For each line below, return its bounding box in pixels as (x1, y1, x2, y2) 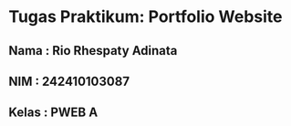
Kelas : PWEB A (8, 105, 99, 121)
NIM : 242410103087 (8, 73, 130, 89)
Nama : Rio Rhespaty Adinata (8, 43, 178, 58)
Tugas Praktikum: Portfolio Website (8, 6, 284, 27)
